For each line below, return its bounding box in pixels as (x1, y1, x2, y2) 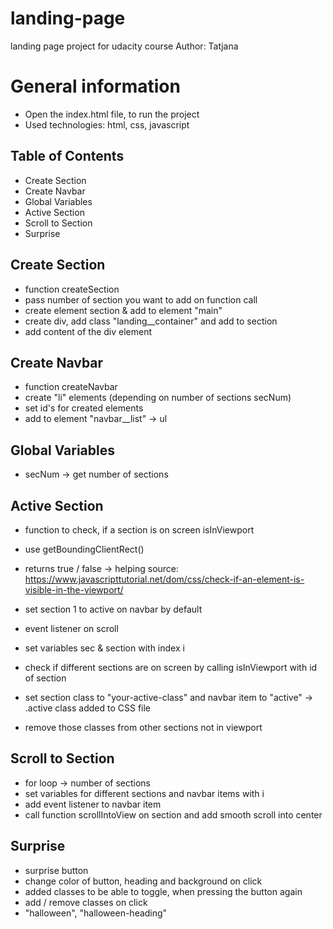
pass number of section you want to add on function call (24, 293, 258, 306)
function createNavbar (24, 381, 118, 393)
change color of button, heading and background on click (24, 875, 263, 887)
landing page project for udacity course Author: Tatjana (10, 40, 239, 52)
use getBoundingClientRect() (24, 543, 145, 555)
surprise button (24, 864, 89, 876)
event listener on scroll (24, 622, 119, 634)
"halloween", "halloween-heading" (24, 907, 168, 919)
